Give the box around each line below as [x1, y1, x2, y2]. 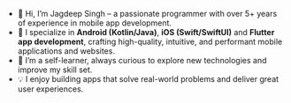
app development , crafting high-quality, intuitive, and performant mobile [17, 36, 283, 47]
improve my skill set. [17, 64, 93, 75]
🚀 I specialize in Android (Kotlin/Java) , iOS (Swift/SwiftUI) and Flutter [17, 27, 275, 37]
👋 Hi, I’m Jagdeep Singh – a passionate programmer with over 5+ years [17, 9, 278, 18]
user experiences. [17, 84, 84, 94]
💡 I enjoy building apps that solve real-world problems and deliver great [17, 74, 280, 84]
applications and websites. [17, 46, 115, 56]
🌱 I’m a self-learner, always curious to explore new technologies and [17, 55, 267, 65]
